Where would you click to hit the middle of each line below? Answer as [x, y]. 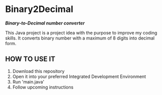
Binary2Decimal [39, 9]
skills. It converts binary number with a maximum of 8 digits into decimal [80, 38]
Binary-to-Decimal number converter [45, 23]
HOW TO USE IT [30, 59]
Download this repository [38, 71]
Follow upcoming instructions [43, 87]
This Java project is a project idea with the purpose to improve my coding [81, 32]
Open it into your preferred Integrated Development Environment [79, 76]
